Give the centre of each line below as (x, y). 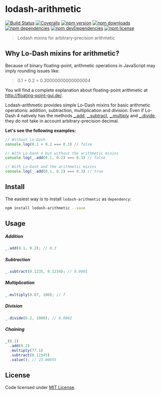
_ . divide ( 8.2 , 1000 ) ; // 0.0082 (39, 318)
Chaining (15, 329)
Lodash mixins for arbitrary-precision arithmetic (66, 38)
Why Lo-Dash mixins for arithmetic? (62, 53)
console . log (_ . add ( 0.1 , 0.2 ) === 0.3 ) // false (55, 158)
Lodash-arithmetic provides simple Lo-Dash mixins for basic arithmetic (78, 105)
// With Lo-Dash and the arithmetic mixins (51, 167)
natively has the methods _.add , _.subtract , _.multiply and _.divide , (88, 115)
